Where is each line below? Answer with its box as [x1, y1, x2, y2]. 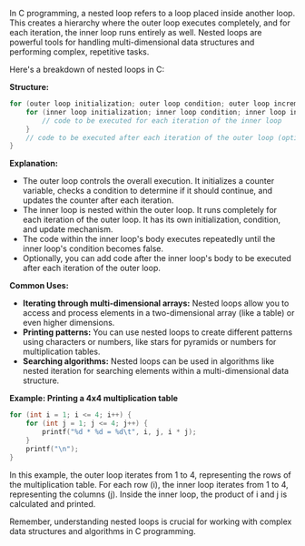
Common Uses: [9, 280, 70, 291]
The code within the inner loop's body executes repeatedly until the [22, 234, 276, 245]
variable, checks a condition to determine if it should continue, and [22, 186, 272, 197]
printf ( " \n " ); [25, 444, 79, 453]
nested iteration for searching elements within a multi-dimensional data [22, 366, 289, 377]
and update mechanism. [22, 224, 113, 235]
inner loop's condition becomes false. [22, 243, 164, 254]
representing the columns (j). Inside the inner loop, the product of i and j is [9, 489, 288, 500]
